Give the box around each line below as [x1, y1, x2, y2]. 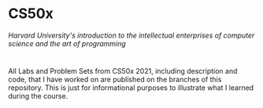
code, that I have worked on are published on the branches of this [8, 75, 222, 85]
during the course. [8, 92, 69, 101]
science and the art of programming [8, 38, 126, 48]
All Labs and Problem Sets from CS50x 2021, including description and [8, 67, 238, 76]
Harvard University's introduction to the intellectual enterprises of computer [8, 31, 255, 40]
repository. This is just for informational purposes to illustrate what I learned [8, 83, 254, 92]
